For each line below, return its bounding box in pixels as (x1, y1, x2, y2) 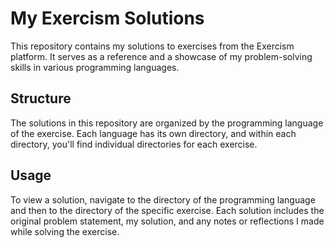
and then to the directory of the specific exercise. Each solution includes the (10, 204, 325, 216)
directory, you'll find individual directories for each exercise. (10, 138, 258, 150)
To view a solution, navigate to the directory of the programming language (10, 193, 316, 206)
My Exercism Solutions (10, 7, 205, 30)
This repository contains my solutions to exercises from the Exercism (10, 40, 295, 52)
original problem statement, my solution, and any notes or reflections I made (10, 215, 325, 227)
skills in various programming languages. (10, 61, 180, 73)
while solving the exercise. (10, 225, 120, 237)
